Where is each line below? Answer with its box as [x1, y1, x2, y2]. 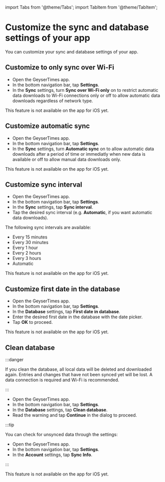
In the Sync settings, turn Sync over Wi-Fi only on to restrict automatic [12, 87, 159, 93]
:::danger [5, 357, 24, 362]
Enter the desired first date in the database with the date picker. [12, 314, 143, 320]
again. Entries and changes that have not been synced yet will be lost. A [5, 372, 153, 377]
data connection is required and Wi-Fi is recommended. [5, 377, 119, 383]
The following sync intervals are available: [5, 225, 91, 231]
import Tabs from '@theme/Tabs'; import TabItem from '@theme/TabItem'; [5, 4, 158, 10]
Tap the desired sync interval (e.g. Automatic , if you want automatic [12, 210, 153, 216]
